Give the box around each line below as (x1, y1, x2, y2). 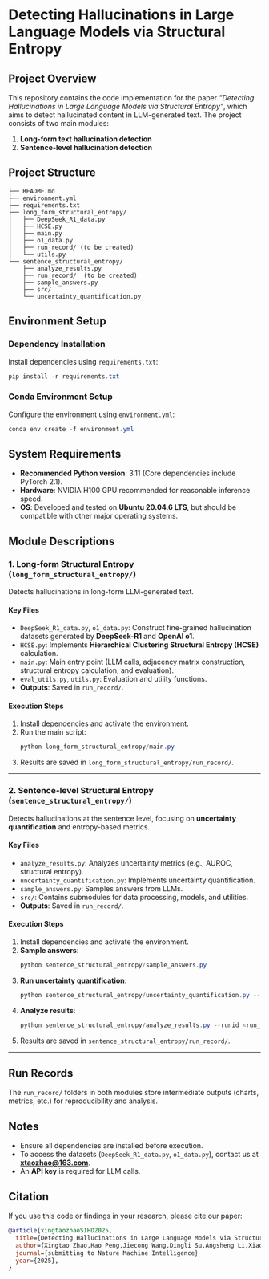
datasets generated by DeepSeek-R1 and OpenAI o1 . (19, 632, 195, 642)
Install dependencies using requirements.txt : (8, 356, 159, 366)
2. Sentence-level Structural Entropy (8, 785, 154, 796)
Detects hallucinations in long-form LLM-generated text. (8, 587, 195, 597)
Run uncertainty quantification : (19, 976, 127, 985)
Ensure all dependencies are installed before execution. (19, 1141, 203, 1151)
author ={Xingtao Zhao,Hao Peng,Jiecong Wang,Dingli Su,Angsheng (15, 1241, 235, 1249)
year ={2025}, (15, 1257, 59, 1265)
